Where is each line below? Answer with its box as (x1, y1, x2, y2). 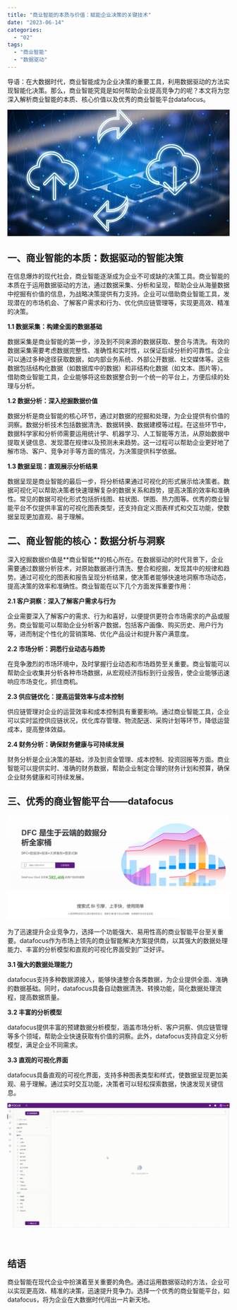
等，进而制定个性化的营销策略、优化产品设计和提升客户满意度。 (7, 630, 193, 638)
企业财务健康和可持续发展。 (7, 772, 88, 781)
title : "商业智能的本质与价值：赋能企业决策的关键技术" (7, 11, 152, 18)
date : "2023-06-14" (7, 18, 65, 26)
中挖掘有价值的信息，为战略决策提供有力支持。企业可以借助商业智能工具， (7, 290, 224, 298)
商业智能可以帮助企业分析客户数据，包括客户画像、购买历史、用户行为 (19, 620, 224, 629)
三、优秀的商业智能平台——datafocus (7, 796, 174, 808)
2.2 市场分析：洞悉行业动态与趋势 (7, 644, 106, 653)
